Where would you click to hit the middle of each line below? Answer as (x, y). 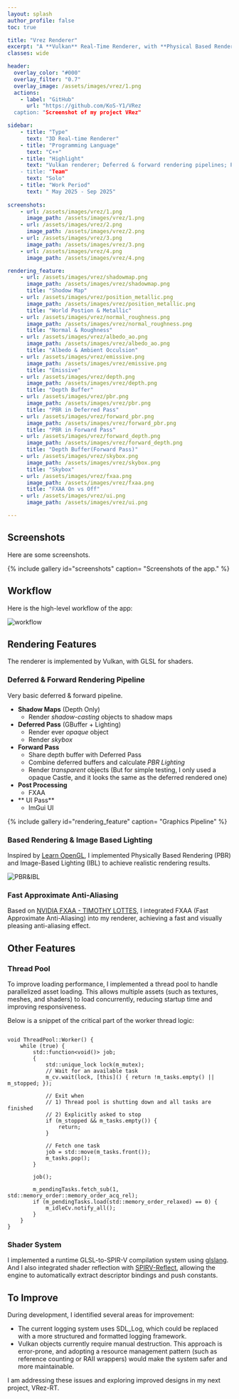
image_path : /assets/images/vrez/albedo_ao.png (98, 344)
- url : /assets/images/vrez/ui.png (73, 496)
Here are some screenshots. (49, 555)
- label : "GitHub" (47, 99)
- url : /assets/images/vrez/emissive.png (82, 357)
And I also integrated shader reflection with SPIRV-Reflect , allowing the (111, 1268)
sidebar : (20, 125)
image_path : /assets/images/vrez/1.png (85, 218)
